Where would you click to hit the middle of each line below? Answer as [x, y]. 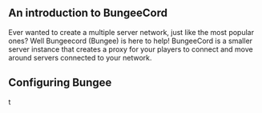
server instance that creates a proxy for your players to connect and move [131, 49]
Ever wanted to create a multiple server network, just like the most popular [131, 32]
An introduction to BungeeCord [88, 13]
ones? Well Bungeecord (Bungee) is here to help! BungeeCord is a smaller [131, 41]
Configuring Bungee [60, 83]
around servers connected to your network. [80, 57]
